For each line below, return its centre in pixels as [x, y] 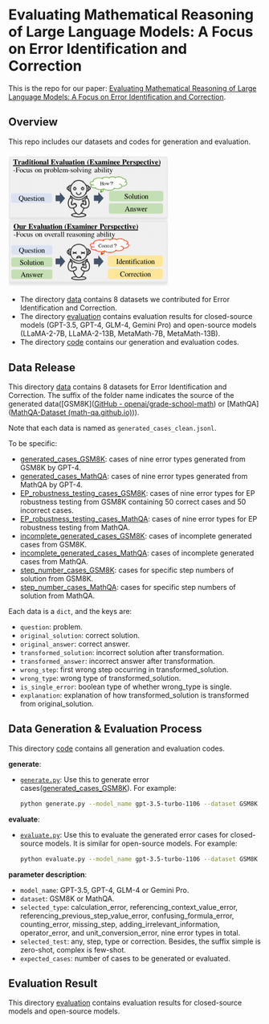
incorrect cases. [47, 510]
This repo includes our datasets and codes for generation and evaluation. [130, 141]
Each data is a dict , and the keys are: [70, 612]
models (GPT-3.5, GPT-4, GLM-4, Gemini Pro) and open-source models [138, 325]
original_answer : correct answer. [75, 644]
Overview [33, 122]
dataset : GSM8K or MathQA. [67, 899]
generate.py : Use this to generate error [84, 779]
